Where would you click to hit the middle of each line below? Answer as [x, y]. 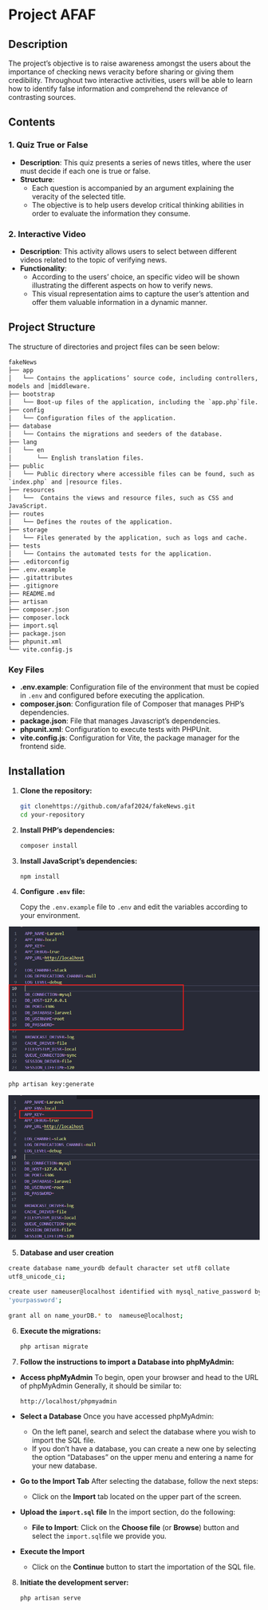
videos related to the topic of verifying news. [93, 259]
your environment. [50, 916]
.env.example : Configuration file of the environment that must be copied [139, 687]
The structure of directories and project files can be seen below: [114, 346]
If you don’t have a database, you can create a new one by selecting [144, 1448]
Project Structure [52, 328]
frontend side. [43, 746]
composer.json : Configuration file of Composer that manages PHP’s [132, 704]
